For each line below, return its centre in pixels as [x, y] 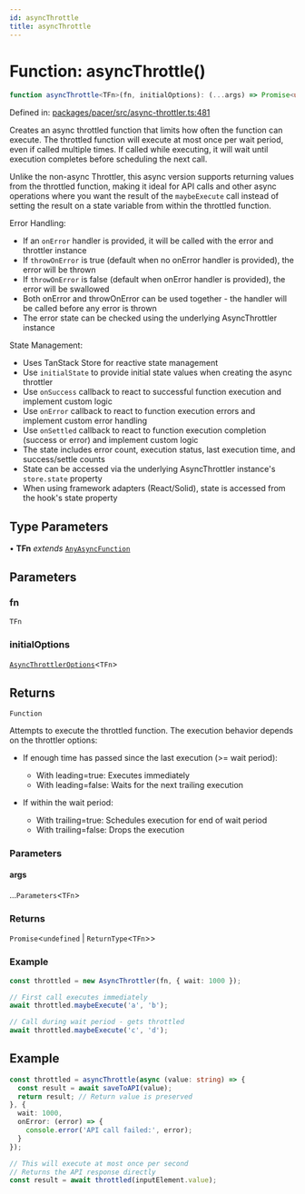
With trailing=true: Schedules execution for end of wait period [152, 820]
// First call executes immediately [79, 997]
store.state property [62, 479]
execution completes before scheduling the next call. [108, 159]
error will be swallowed [66, 289]
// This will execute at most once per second [99, 1163]
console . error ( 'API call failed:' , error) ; [109, 1130]
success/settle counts [64, 459]
